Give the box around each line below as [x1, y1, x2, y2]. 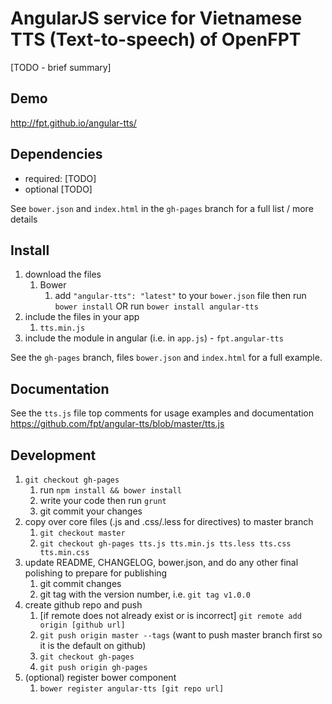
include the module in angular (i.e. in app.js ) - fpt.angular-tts [24, 332, 284, 344]
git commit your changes [39, 505, 143, 517]
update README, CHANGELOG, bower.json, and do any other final [24, 557, 299, 568]
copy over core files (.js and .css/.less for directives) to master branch [24, 516, 314, 527]
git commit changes [39, 578, 122, 589]
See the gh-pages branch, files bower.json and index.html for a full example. [10, 352, 323, 364]
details [10, 213, 38, 225]
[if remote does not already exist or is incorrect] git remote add [39, 610, 302, 621]
